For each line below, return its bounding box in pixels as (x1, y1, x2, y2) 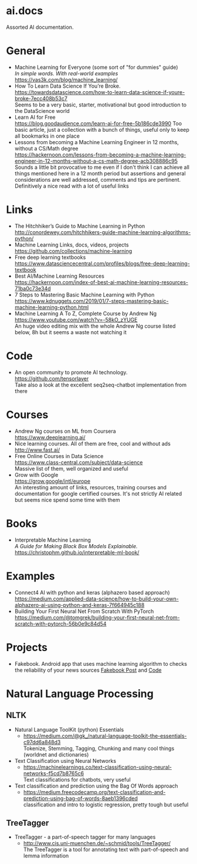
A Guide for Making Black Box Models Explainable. (14, 542, 138, 549)
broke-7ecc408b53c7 (14, 95, 67, 102)
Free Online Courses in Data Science (14, 452, 104, 459)
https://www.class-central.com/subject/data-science (14, 459, 143, 466)
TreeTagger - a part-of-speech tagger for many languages (14, 833, 156, 840)
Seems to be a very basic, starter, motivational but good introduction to (14, 101, 186, 108)
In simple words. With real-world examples (14, 69, 118, 77)
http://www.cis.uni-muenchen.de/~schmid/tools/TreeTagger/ (23, 840, 171, 847)
